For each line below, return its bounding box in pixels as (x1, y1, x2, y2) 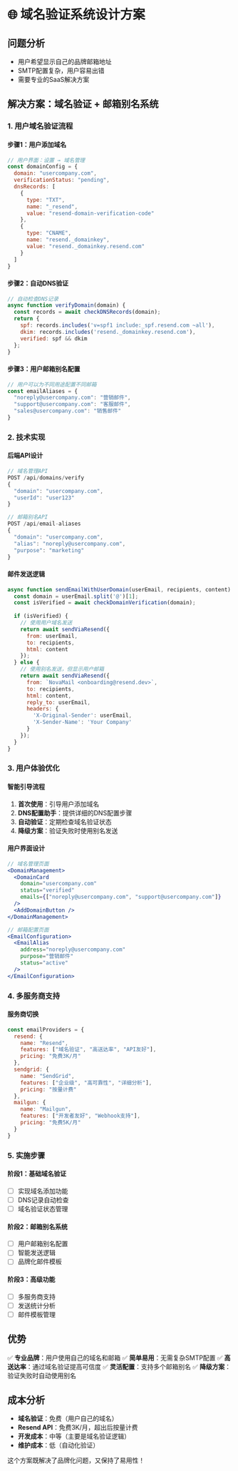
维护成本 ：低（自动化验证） (17, 1441, 100, 1450)
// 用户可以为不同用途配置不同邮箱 (7, 381, 97, 388)
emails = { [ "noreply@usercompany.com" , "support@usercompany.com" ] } (20, 893, 222, 901)
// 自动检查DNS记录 (7, 295, 59, 302)
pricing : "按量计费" (20, 1086, 77, 1093)
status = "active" (20, 960, 69, 967)
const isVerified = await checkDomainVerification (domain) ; (14, 599, 196, 606)
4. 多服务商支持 (7, 991, 61, 1001)
